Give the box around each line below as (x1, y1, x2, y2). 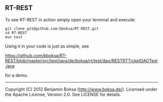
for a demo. (5, 72, 28, 78)
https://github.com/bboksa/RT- (5, 52, 67, 58)
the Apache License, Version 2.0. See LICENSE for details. (5, 91, 121, 97)
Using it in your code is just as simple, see (5, 43, 89, 49)
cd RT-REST (5, 30, 27, 35)
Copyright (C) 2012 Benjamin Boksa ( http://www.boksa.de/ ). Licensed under (5, 86, 158, 92)
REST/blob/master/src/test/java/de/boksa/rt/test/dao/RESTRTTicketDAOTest (5, 58, 158, 64)
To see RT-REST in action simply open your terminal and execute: (5, 17, 136, 22)
